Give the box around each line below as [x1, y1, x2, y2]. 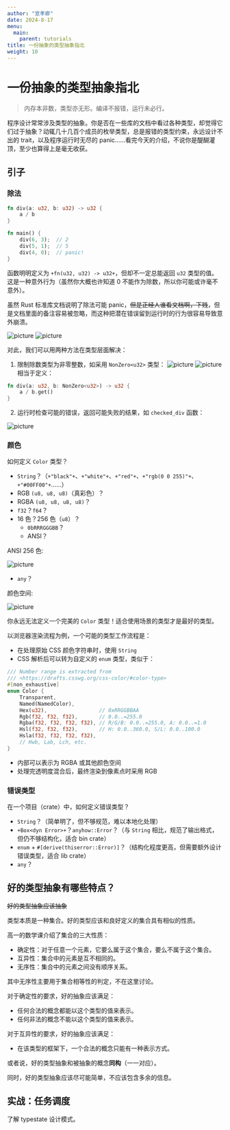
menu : [7, 23, 23, 30]
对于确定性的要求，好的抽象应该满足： [7, 991, 115, 1000]
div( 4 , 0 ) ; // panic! [19, 249, 84, 256]
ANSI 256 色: [7, 546, 44, 555]
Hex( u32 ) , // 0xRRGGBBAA [19, 706, 139, 714]
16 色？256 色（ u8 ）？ [16, 515, 80, 523]
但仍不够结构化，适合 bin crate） [16, 835, 110, 843]
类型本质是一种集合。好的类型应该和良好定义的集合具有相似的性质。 [7, 916, 199, 924]
